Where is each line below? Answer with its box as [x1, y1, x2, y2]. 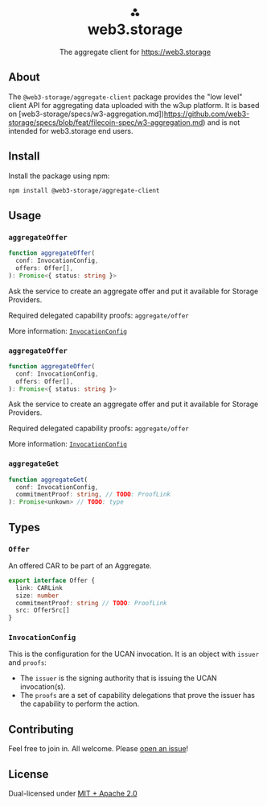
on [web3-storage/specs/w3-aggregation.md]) [8, 109, 165, 118]
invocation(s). [19, 682, 66, 692]
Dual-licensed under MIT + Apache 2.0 [8, 789, 138, 799]
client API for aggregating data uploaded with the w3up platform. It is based [8, 100, 260, 110]
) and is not [202, 117, 240, 127]
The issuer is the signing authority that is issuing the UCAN [19, 673, 217, 683]
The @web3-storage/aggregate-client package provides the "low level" [8, 92, 243, 102]
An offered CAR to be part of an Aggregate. [8, 560, 152, 571]
